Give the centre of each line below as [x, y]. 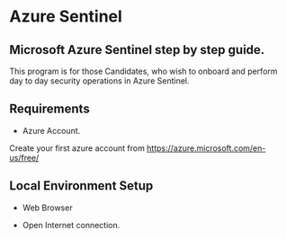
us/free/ [24, 157]
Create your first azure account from [77, 148]
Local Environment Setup [81, 186]
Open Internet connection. [71, 225]
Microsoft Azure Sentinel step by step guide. [137, 50]
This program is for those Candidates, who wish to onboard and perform [143, 71]
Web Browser [48, 208]
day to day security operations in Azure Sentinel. [100, 81]
